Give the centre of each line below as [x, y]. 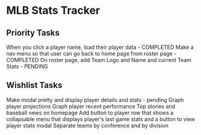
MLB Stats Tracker [53, 11]
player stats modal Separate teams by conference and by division [87, 125]
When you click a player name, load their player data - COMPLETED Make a [100, 47]
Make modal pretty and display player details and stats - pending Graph [95, 99]
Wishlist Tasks [34, 85]
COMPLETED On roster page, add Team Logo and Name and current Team [99, 60]
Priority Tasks [33, 33]
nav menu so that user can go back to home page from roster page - [91, 54]
